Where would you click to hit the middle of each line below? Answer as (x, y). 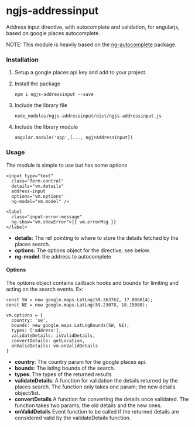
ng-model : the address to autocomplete (63, 256)
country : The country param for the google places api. (81, 361)
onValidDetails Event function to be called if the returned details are (97, 411)
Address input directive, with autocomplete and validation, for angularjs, (93, 27)
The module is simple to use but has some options (67, 165)
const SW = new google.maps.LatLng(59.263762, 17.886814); (80, 299)
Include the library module (46, 127)
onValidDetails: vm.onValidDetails (55, 346)
